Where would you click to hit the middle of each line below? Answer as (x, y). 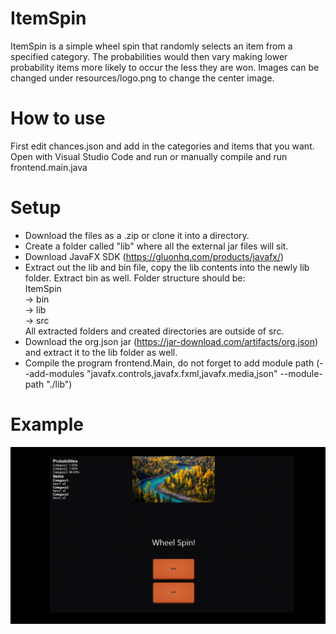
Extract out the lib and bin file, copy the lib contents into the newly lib (167, 267)
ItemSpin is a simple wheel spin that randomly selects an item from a (151, 46)
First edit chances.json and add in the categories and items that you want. (162, 146)
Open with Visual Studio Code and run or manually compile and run (149, 156)
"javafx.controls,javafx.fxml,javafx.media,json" (182, 373)
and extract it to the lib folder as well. (101, 352)
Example (47, 424)
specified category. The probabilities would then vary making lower (149, 56)
